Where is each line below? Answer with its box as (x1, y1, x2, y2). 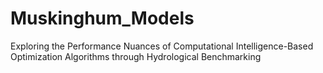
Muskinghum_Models (10, 7, 195, 30)
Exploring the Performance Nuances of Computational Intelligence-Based (10, 40, 314, 52)
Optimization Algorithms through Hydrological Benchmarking (10, 50, 262, 62)
